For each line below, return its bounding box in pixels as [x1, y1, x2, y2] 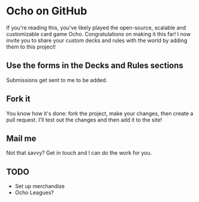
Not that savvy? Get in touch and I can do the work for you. [6, 149, 152, 156]
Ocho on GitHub [6, 4, 88, 18]
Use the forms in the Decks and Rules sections [6, 61, 184, 71]
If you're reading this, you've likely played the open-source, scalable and [6, 24, 186, 31]
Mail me [6, 133, 37, 143]
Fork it [6, 94, 31, 104]
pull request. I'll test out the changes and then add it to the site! [6, 116, 162, 123]
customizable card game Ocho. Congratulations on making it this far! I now [6, 30, 191, 37]
